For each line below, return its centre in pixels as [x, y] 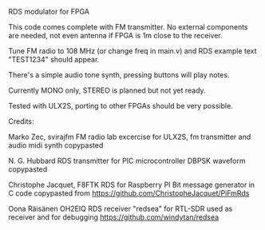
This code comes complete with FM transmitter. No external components [128, 27]
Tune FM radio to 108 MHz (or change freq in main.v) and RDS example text [132, 51]
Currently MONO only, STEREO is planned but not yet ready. [107, 90]
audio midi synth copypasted [56, 145]
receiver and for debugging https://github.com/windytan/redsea [114, 217]
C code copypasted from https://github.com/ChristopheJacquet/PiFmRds [129, 193]
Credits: [21, 121]
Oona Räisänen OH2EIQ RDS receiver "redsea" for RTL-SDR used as [121, 208]
